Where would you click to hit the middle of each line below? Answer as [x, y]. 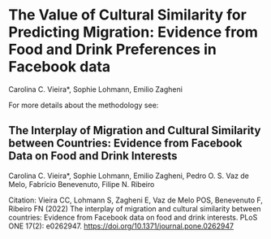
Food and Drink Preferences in [112, 50]
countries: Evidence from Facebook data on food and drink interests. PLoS [133, 217]
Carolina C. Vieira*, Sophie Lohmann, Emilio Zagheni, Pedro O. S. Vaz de [129, 176]
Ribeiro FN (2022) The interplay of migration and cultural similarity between [135, 208]
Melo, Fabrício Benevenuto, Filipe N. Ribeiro [82, 184]
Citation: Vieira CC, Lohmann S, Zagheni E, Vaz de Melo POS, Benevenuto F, [136, 200]
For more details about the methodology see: [84, 105]
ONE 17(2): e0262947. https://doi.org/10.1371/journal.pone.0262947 [121, 226]
